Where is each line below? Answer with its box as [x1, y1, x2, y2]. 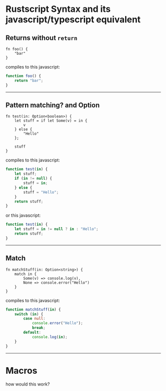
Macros [5, 365, 37, 376]
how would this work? [5, 381, 50, 387]
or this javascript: [5, 212, 41, 218]
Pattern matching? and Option [5, 101, 100, 110]
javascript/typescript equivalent [5, 14, 141, 25]
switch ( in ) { [14, 312, 43, 316]
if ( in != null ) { [14, 176, 52, 181]
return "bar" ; [14, 78, 43, 83]
